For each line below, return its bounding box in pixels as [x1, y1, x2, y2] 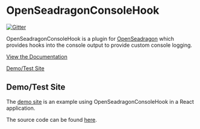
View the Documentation [6, 53, 67, 60]
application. [6, 104, 36, 112]
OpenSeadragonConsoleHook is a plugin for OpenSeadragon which [6, 35, 175, 42]
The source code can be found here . [6, 116, 98, 123]
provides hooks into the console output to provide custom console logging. [6, 41, 193, 49]
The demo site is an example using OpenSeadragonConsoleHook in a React [6, 98, 195, 105]
